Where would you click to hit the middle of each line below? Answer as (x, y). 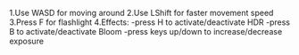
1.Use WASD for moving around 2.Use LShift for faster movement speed (141, 13)
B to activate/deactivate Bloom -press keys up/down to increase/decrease (146, 31)
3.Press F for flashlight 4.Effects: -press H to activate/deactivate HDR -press (149, 22)
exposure (27, 41)
